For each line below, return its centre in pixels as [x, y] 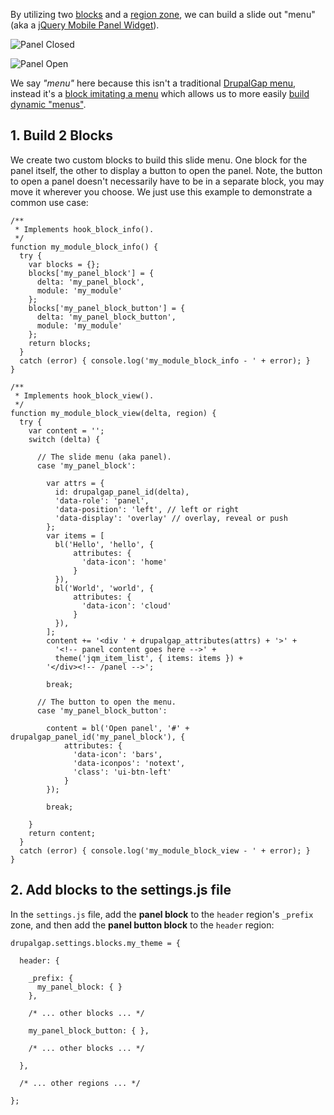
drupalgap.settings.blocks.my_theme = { [96, 943]
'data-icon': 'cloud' [126, 605]
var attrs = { [75, 483]
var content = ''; [66, 430]
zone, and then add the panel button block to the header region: [142, 925]
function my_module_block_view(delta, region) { [113, 413]
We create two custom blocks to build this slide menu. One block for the [159, 160]
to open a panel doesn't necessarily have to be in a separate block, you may [167, 181]
